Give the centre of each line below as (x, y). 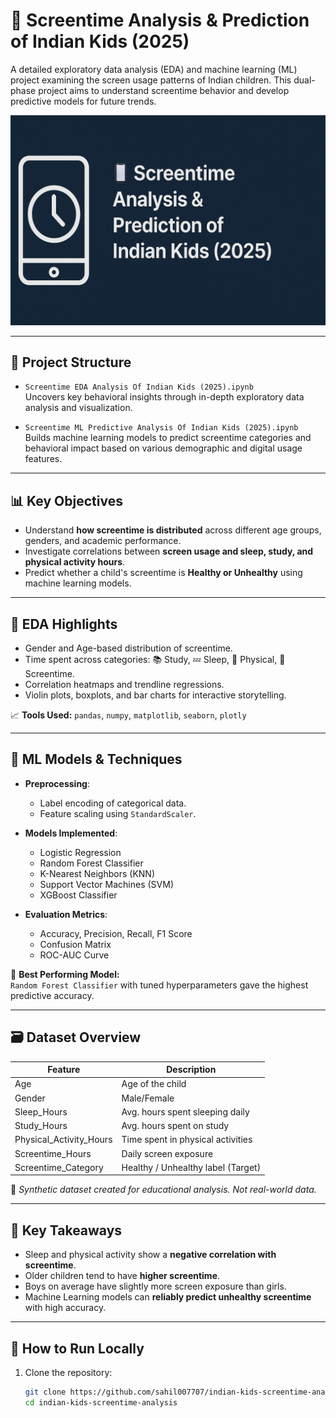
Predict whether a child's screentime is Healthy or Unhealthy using (163, 573)
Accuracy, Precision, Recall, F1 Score (116, 933)
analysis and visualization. (78, 408)
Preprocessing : (57, 783)
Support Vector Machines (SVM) (106, 884)
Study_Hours (41, 1126)
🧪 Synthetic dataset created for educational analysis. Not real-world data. (163, 1190)
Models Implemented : (71, 833)
